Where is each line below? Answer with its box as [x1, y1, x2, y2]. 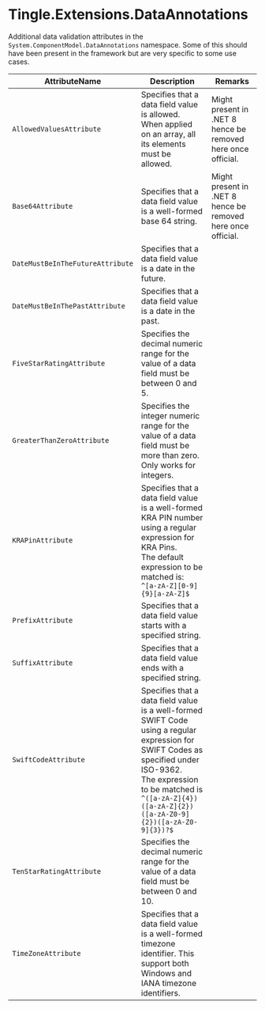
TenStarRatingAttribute [12, 867, 102, 875]
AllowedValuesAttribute [12, 124, 102, 134]
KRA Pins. [140, 542, 177, 553]
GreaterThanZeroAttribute [12, 436, 110, 444]
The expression [140, 773, 199, 784]
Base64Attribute [12, 202, 73, 210]
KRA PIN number [140, 512, 203, 523]
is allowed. [140, 108, 181, 119]
